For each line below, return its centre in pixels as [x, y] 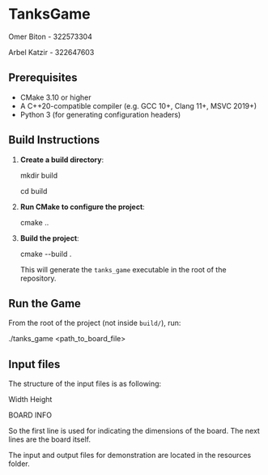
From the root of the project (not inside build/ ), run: [95, 323]
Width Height [30, 400]
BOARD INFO [30, 415]
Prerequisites [43, 78]
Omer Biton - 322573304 [51, 36]
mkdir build [39, 175]
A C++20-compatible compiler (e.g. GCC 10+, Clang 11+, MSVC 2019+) [138, 105]
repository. [38, 278]
